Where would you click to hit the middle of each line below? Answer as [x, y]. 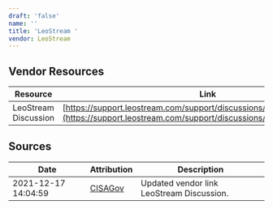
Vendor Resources [56, 71]
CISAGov [107, 188]
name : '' [23, 23]
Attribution [111, 169]
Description [201, 169]
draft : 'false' [34, 16]
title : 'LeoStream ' [43, 31]
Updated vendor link [180, 183]
